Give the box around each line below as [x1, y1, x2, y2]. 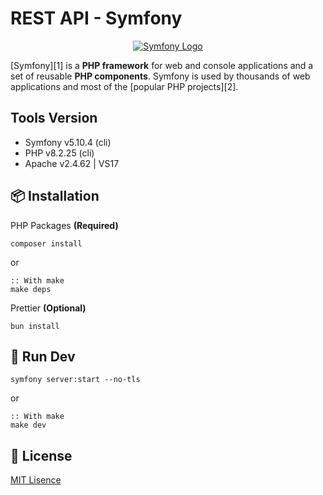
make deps [10, 284, 52, 294]
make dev [10, 420, 47, 431]
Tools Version [10, 110, 98, 127]
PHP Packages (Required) [10, 219, 119, 231]
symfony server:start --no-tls [10, 375, 141, 385]
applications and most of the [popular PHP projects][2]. [10, 80, 239, 92]
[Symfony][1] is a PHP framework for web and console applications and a [10, 59, 314, 71]
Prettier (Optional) [10, 302, 87, 314]
